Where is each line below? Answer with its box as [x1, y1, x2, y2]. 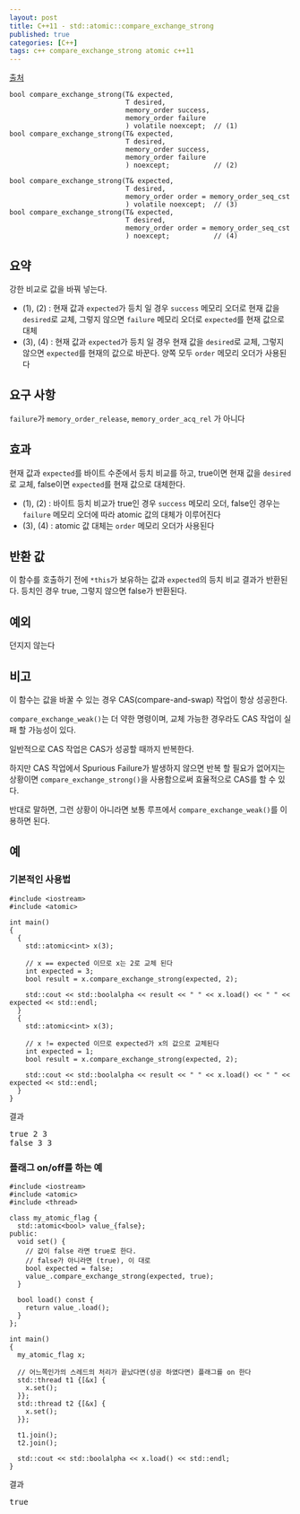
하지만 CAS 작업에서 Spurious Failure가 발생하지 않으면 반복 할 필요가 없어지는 [9, 763, 286, 773]
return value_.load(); [25, 1303, 110, 1312]
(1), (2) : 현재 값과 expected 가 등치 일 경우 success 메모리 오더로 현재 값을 [21, 302, 280, 313]
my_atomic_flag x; [17, 1350, 87, 1360]
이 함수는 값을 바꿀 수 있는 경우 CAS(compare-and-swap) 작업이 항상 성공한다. [9, 695, 288, 704]
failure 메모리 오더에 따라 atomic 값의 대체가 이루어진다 [21, 509, 221, 520]
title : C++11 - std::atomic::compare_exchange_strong [9, 22, 215, 31]
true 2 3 [9, 1128, 47, 1139]
